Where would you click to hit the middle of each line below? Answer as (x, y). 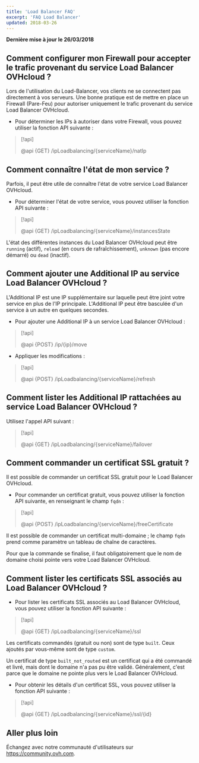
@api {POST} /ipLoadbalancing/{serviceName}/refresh (88, 379)
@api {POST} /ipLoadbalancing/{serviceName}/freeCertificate (97, 524)
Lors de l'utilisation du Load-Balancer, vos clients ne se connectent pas (94, 91)
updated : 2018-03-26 (32, 23)
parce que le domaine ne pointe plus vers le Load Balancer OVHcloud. (92, 673)
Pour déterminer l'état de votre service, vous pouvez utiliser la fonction (102, 202)
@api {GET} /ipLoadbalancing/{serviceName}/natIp (83, 151)
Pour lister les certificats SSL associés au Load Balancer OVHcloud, (97, 602)
